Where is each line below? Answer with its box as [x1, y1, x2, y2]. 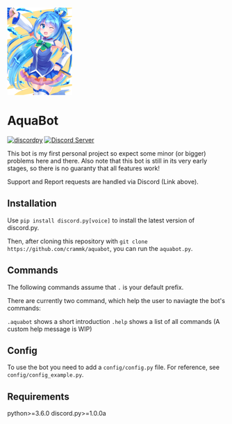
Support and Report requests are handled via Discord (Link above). [7, 177, 199, 186]
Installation [7, 197, 57, 209]
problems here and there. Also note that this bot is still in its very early [7, 156, 207, 165]
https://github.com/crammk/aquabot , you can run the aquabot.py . [7, 244, 193, 252]
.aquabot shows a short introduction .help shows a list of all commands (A [7, 317, 220, 325]
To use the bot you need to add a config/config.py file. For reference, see [7, 363, 220, 372]
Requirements [7, 391, 69, 402]
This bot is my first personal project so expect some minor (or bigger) [7, 149, 206, 157]
